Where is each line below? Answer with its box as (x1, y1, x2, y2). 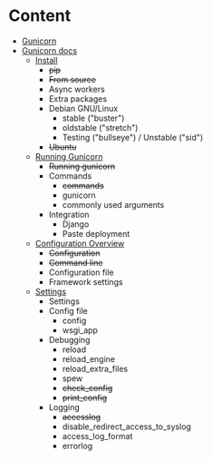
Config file (48, 305, 88, 316)
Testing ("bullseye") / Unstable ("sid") (62, 132, 204, 142)
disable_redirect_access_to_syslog (62, 421, 192, 432)
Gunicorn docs (21, 44, 78, 55)
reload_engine (62, 353, 115, 364)
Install (34, 54, 58, 65)
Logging (48, 401, 81, 413)
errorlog (62, 440, 93, 451)
